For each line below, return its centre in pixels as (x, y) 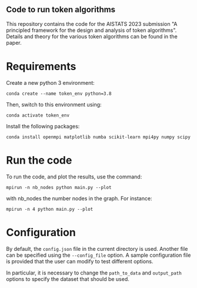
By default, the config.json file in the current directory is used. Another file (97, 249)
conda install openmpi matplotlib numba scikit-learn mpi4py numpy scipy (98, 137)
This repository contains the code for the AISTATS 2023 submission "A (92, 24)
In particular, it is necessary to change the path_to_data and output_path (94, 273)
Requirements (41, 67)
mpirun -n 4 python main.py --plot (50, 209)
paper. (14, 42)
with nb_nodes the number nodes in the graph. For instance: (79, 198)
